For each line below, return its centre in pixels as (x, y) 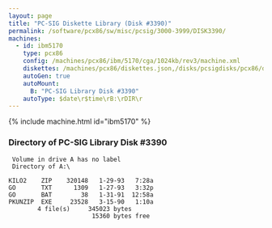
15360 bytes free (121, 216)
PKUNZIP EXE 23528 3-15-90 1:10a (81, 202)
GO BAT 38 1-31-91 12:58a (81, 195)
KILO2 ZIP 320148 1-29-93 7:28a (81, 180)
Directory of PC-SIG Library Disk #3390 (88, 142)
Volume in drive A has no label (66, 159)
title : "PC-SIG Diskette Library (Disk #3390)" (90, 23)
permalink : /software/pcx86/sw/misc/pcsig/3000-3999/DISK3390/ (117, 31)
